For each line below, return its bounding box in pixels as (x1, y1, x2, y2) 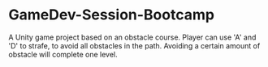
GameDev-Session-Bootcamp (8, 6, 215, 24)
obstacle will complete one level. (8, 49, 118, 59)
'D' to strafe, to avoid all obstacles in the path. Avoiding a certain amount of (8, 40, 261, 50)
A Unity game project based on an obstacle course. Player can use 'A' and (8, 32, 257, 42)
